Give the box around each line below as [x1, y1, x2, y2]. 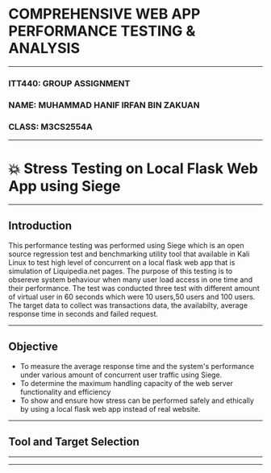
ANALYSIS [8, 39, 81, 57]
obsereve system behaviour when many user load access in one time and [8, 275, 252, 284]
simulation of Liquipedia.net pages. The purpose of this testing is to [8, 266, 233, 276]
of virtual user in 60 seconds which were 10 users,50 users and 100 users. [8, 292, 256, 301]
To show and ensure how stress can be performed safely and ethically [19, 396, 254, 405]
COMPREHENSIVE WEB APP [8, 5, 201, 23]
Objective [8, 340, 59, 354]
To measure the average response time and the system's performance [19, 361, 255, 371]
